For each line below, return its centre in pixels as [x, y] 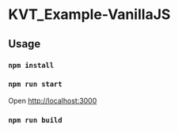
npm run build [35, 120]
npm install [31, 65]
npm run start [35, 84]
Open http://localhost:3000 [53, 100]
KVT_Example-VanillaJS [89, 15]
